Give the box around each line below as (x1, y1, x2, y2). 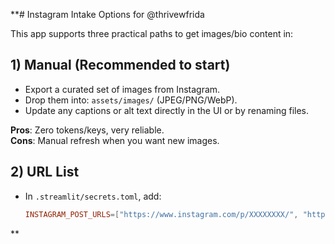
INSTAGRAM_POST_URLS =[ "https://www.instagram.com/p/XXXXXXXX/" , (24, 209, 299, 219)
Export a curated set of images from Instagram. (24, 83, 221, 95)
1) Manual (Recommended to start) (10, 57, 231, 74)
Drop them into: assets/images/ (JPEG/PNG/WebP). (24, 94, 238, 106)
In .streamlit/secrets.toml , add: (24, 190, 162, 202)
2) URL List (10, 164, 80, 181)
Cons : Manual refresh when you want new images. (10, 134, 220, 146)
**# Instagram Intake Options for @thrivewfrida (10, 9, 205, 20)
